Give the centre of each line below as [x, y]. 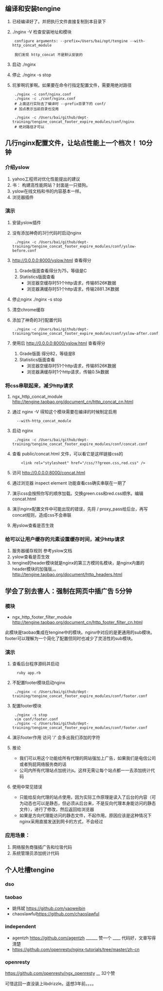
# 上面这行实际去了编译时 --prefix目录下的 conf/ [60, 104]
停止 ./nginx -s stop [32, 75]
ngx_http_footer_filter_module [42, 617]
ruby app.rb [29, 673]
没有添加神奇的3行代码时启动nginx [47, 233]
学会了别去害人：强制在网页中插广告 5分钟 [69, 591]
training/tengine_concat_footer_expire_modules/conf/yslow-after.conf [85, 333]
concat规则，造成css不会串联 [42, 515]
